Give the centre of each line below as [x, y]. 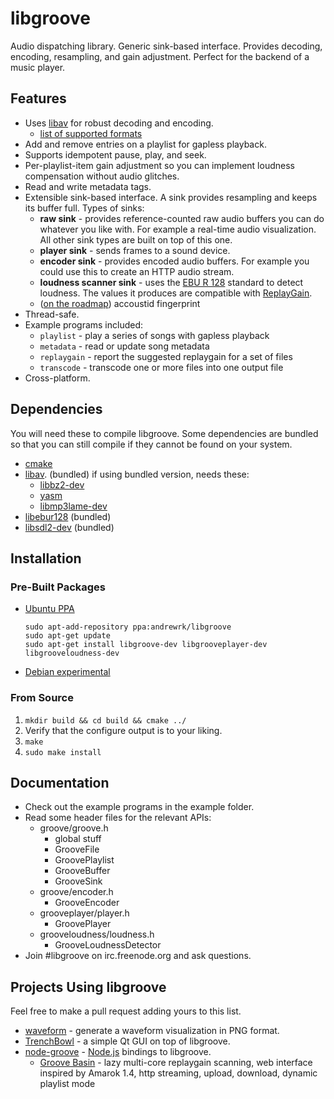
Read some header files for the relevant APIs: [118, 818]
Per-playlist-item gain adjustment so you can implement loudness [159, 165]
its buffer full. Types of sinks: [84, 208]
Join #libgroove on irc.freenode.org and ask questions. [138, 956]
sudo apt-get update [67, 636]
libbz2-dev [62, 484]
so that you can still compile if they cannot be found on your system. [151, 444]
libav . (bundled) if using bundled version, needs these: [137, 474]
